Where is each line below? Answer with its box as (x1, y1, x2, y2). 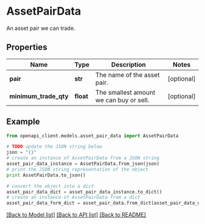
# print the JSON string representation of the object (6, 166, 149, 172)
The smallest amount (95, 88, 156, 96)
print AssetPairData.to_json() (6, 172, 86, 178)
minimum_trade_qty (9, 92, 69, 100)
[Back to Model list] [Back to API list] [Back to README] (6, 211, 146, 219)
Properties (6, 42, 48, 52)
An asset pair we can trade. (6, 24, 76, 32)
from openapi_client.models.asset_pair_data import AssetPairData (6, 132, 179, 139)
